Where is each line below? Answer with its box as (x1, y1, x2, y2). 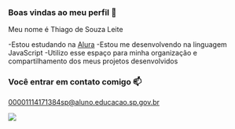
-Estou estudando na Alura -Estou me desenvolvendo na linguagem (8, 40, 228, 49)
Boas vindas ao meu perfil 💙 (8, 7, 117, 18)
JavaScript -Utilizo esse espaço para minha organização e (8, 48, 198, 58)
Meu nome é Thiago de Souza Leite (8, 25, 123, 34)
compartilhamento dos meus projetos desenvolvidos (8, 56, 178, 66)
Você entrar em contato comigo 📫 (8, 77, 142, 88)
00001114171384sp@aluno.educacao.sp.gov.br (8, 97, 160, 106)
